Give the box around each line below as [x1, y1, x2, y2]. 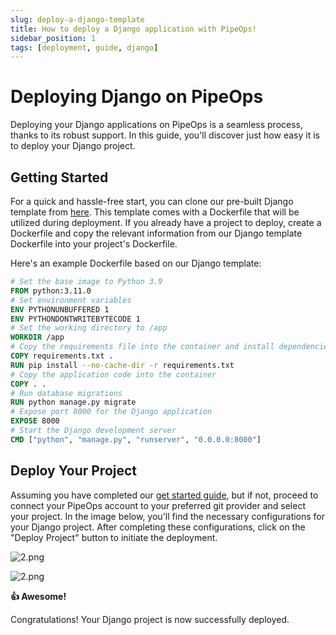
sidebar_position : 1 [10, 33, 97, 43]
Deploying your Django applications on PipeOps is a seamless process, [10, 119, 304, 131]
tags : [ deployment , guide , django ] [10, 42, 159, 53]
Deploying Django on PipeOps [10, 86, 264, 108]
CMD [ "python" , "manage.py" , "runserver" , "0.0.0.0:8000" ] [10, 434, 262, 445]
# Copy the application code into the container [10, 369, 217, 380]
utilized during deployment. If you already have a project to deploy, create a [10, 217, 322, 228]
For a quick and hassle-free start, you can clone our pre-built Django [10, 196, 294, 207]
